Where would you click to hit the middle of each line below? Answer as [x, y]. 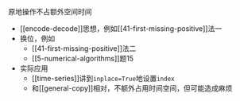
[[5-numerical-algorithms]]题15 [82, 58]
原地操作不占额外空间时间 [50, 12]
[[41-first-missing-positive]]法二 [84, 49]
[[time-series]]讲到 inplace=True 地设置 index [103, 78]
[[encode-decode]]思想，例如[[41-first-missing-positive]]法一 [121, 29]
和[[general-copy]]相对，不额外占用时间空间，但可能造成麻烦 [132, 88]
